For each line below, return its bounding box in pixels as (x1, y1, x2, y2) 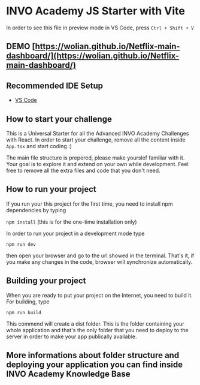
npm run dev (6, 241, 36, 247)
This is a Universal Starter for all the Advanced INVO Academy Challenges (6, 130, 189, 137)
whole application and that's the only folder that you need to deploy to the (6, 326, 189, 333)
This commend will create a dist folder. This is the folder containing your (6, 320, 184, 327)
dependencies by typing (6, 206, 66, 213)
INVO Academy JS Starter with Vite (6, 4, 186, 18)
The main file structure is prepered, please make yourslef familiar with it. (6, 154, 185, 161)
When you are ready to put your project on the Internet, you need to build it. (6, 291, 193, 299)
